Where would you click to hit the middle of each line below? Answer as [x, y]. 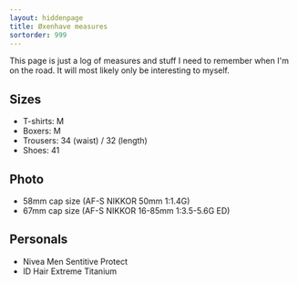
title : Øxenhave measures [58, 26]
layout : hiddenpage [46, 18]
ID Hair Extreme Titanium [70, 271]
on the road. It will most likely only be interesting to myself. [120, 70]
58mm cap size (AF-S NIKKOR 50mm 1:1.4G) [106, 201]
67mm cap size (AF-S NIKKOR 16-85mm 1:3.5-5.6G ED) [126, 210]
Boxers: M [41, 131]
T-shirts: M [43, 121]
